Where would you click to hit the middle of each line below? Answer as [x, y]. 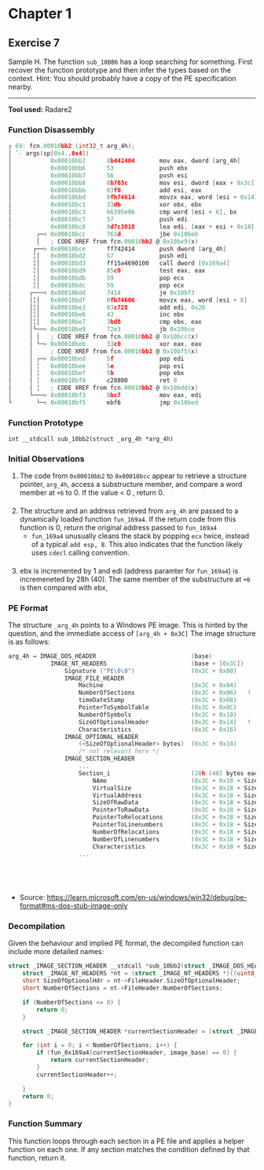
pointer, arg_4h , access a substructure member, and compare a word [131, 485]
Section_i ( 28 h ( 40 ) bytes [161, 773]
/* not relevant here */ [119, 752]
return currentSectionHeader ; [99, 1060]
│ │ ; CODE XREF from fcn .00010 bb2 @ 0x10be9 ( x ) [103, 241]
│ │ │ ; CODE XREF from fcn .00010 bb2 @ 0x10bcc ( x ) [103, 337]
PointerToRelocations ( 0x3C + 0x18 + [167, 817]
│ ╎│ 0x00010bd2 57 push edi [98, 256]
